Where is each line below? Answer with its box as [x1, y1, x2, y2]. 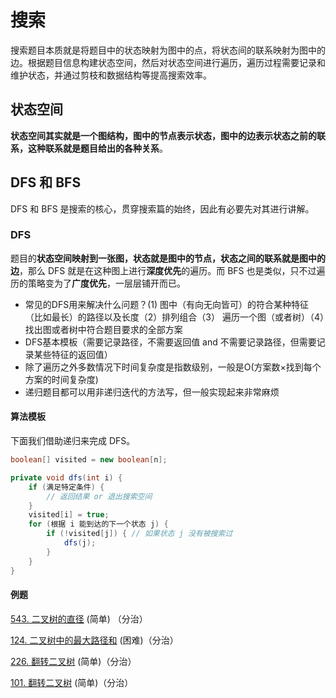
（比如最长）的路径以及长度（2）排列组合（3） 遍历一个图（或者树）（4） [24, 311, 325, 323]
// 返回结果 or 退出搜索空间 [46, 491, 153, 501]
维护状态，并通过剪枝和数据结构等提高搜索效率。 [10, 69, 212, 81]
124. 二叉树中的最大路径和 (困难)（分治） [10, 634, 179, 646]
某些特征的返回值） [33, 348, 113, 360]
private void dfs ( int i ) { [10, 472, 123, 483]
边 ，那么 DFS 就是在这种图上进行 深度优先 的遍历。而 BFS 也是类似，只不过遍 [10, 264, 326, 276]
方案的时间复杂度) [24, 373, 99, 385]
